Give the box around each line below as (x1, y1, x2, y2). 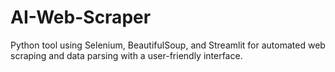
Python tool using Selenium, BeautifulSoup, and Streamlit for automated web (10, 39, 326, 51)
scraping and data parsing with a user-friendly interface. (10, 49, 243, 61)
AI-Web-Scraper (10, 6, 152, 29)
